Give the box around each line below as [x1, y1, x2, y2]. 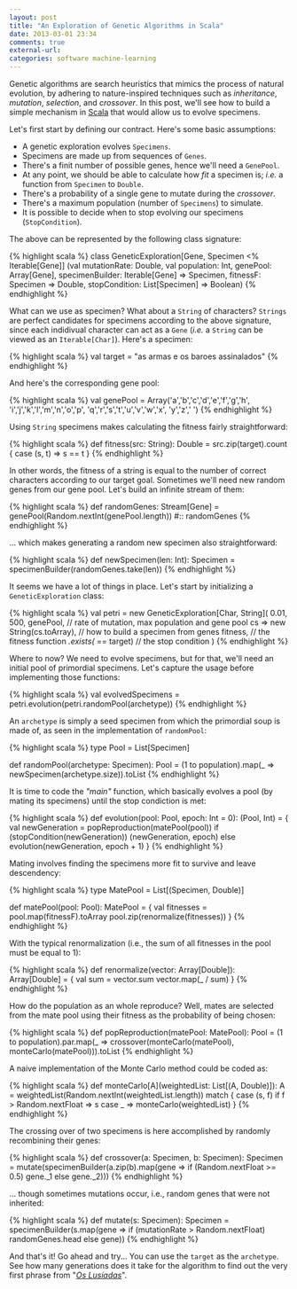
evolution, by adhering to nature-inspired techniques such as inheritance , [9, 88, 277, 98]
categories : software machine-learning [9, 54, 157, 63]
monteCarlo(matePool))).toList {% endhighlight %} [9, 1046, 194, 1056]
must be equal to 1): [9, 948, 82, 957]
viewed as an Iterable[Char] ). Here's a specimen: [9, 334, 193, 344]
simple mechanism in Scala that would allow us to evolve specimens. [9, 107, 261, 117]
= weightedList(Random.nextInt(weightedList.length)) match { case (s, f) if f [9, 1090, 285, 1100]
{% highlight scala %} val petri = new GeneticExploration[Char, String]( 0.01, [9, 608, 288, 618]
